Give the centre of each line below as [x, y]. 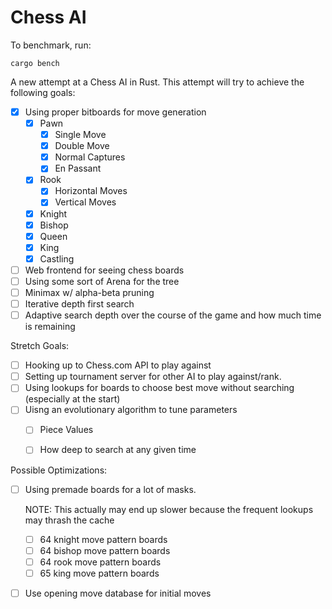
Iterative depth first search [79, 304]
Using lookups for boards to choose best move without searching [159, 388]
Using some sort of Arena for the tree [102, 281]
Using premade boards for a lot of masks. [110, 489]
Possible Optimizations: [59, 470]
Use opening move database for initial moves [118, 593]
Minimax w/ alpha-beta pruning [89, 292]
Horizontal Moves [91, 191]
